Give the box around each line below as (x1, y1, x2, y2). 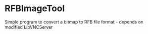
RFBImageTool (4, 3, 65, 14)
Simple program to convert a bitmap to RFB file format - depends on (4, 19, 144, 25)
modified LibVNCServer (4, 24, 53, 30)
